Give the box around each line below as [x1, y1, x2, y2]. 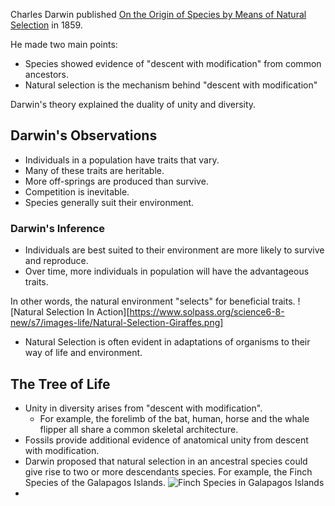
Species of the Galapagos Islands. [24, 476, 166, 488]
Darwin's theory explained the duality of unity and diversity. [10, 99, 257, 110]
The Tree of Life [10, 375, 111, 393]
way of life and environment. [24, 347, 143, 359]
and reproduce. [24, 255, 89, 267]
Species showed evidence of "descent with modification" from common [24, 58, 322, 69]
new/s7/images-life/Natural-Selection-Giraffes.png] [10, 317, 224, 329]
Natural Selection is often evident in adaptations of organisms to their [24, 336, 311, 348]
